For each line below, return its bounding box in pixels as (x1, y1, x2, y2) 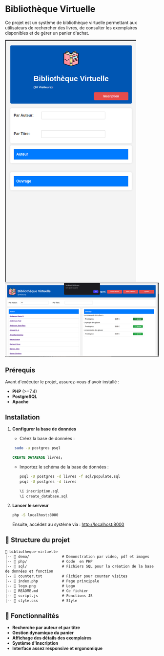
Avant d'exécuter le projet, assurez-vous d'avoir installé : (5, 379, 120, 385)
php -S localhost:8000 (12, 513, 59, 517)
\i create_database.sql (19, 493, 68, 499)
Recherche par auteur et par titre (12, 624, 81, 630)
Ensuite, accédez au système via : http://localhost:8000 (12, 521, 124, 527)
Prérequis (5, 366, 36, 374)
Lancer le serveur (12, 503, 49, 509)
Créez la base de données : (19, 436, 75, 442)
